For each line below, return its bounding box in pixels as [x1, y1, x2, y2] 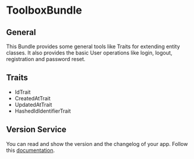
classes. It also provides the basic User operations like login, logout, [6, 49, 173, 56]
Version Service [6, 125, 67, 135]
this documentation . [6, 147, 55, 154]
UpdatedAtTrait [14, 101, 52, 108]
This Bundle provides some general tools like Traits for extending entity [6, 43, 180, 50]
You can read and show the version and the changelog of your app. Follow [6, 140, 188, 147]
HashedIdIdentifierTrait [14, 107, 71, 115]
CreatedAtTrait [14, 94, 51, 101]
